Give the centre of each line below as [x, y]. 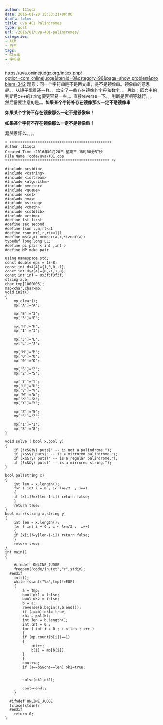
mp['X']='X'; [27, 399]
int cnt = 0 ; [37, 625]
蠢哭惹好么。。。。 [21, 133]
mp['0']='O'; [27, 361]
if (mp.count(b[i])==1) [46, 637]
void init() [17, 292]
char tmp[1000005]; [25, 284]
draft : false [18, 18]
